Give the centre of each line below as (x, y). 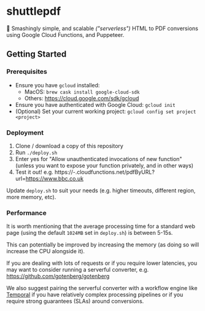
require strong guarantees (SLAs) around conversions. (75, 301)
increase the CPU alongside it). (45, 251)
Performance (27, 213)
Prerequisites (27, 72)
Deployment (25, 132)
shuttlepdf (34, 11)
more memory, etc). (31, 197)
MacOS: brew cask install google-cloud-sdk (82, 92)
